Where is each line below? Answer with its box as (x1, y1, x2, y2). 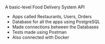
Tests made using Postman (12, 29, 67, 35)
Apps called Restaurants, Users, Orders (12, 14, 92, 19)
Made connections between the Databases (12, 24, 99, 30)
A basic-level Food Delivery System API (5, 4, 85, 10)
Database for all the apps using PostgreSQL (12, 19, 100, 24)
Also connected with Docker (12, 34, 69, 40)
